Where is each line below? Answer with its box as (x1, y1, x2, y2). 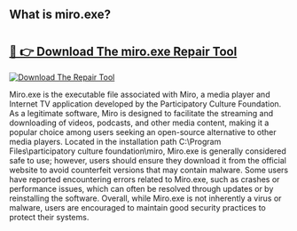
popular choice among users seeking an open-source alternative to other (9, 127, 277, 137)
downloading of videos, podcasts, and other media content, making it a (9, 117, 270, 128)
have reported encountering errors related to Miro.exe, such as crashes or (9, 174, 280, 185)
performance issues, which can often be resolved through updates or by (9, 184, 274, 194)
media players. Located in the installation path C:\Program (9, 137, 222, 147)
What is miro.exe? (9, 7, 112, 22)
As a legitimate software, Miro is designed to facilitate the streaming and (9, 108, 273, 118)
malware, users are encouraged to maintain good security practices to (9, 203, 266, 212)
